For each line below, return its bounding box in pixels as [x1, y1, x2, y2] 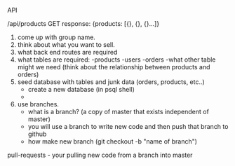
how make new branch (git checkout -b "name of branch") [27, 137, 198, 146]
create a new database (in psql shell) [27, 85, 135, 93]
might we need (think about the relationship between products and [17, 63, 210, 71]
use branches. [17, 100, 60, 108]
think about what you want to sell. [17, 41, 116, 48]
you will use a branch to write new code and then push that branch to [27, 123, 229, 130]
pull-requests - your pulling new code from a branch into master [7, 151, 193, 159]
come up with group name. [17, 33, 96, 41]
